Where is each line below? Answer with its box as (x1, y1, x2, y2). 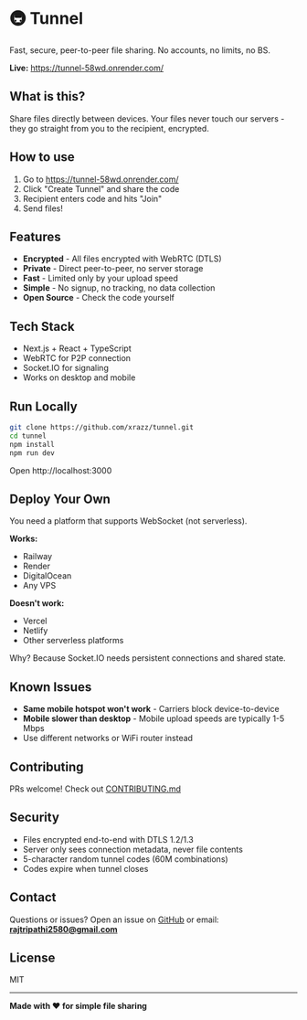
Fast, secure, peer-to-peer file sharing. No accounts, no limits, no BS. (9, 44, 271, 56)
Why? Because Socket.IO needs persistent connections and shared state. (9, 653, 286, 664)
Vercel (22, 615, 48, 627)
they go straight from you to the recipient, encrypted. (9, 122, 210, 133)
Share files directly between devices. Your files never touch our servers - (9, 112, 285, 124)
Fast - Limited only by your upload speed (22, 272, 178, 284)
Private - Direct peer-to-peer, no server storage (22, 263, 204, 274)
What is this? (9, 89, 86, 104)
